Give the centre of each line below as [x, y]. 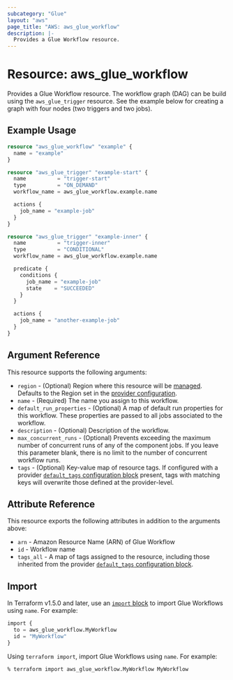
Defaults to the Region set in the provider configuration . [97, 393]
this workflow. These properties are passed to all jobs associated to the [120, 415]
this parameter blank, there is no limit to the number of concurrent [112, 453]
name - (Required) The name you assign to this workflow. [98, 400]
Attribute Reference [51, 504]
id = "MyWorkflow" [40, 636]
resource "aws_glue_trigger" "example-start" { [78, 172]
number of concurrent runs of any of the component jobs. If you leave [118, 445]
